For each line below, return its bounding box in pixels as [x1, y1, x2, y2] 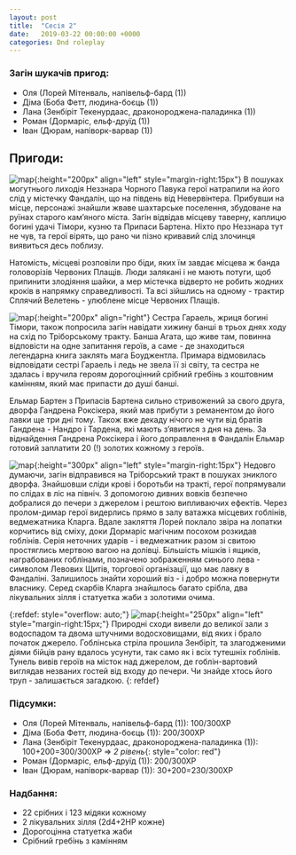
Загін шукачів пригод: [9, 67, 110, 80]
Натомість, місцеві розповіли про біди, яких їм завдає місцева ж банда [9, 257, 281, 268]
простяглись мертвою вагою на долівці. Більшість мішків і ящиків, [9, 545, 261, 556]
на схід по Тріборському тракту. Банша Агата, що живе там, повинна [9, 331, 272, 342]
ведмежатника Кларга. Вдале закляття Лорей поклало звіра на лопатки [9, 517, 283, 527]
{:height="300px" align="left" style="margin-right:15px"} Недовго [34, 460, 277, 471]
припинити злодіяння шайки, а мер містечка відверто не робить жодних [9, 276, 284, 287]
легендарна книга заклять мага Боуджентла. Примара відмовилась [9, 350, 266, 360]
